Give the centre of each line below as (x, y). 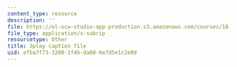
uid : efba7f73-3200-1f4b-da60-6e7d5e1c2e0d (72, 53)
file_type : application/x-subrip (56, 33)
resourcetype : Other (38, 40)
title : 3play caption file (47, 46)
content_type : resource (42, 14)
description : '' (31, 20)
